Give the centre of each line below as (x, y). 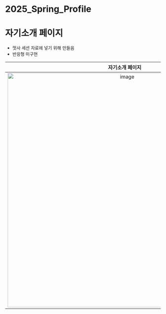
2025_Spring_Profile (48, 9)
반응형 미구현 (25, 54)
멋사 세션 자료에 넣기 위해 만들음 (43, 48)
